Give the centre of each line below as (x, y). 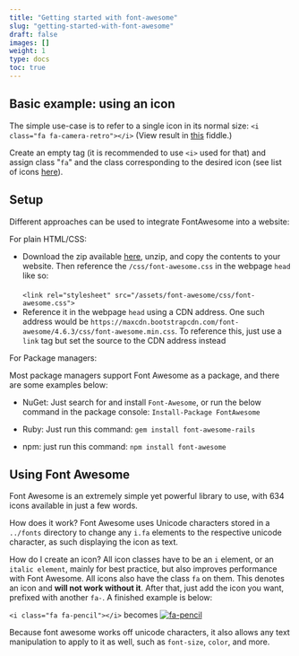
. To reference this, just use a (228, 331)
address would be (56, 321)
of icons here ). (36, 171)
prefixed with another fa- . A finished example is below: (111, 598)
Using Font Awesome (70, 474)
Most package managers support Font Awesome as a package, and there (145, 375)
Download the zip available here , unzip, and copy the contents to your (151, 256)
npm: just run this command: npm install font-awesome (124, 446)
